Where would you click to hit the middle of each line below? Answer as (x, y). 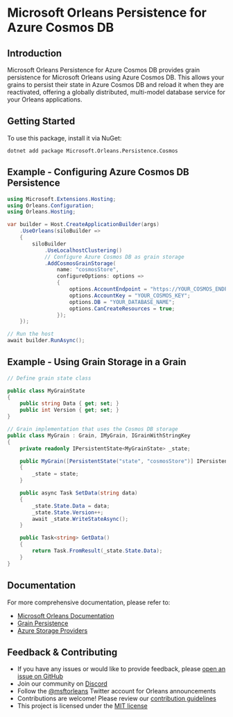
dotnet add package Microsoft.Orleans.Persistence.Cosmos (93, 151)
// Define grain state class (49, 378)
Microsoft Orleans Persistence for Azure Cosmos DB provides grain (104, 70)
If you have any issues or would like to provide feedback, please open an (121, 669)
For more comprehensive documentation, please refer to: (89, 602)
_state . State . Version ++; (68, 513)
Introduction (35, 53)
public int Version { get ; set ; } (69, 410)
